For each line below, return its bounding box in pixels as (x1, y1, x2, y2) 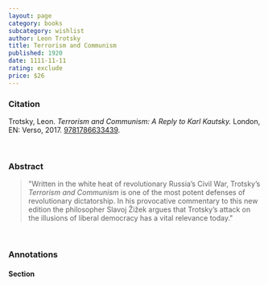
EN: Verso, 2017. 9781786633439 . (8, 125, 121, 134)
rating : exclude (8, 64, 63, 72)
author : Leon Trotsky (8, 34, 81, 43)
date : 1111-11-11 (8, 57, 67, 65)
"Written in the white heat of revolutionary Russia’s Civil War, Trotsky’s (27, 179, 261, 189)
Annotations (8, 249, 58, 260)
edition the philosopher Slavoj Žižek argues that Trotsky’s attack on (27, 204, 251, 214)
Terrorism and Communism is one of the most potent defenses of (27, 188, 245, 197)
